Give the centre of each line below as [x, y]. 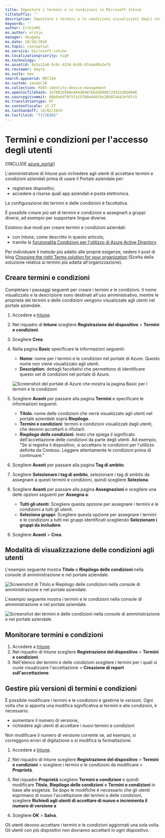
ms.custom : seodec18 [26, 83]
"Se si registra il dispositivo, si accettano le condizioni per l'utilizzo [87, 445]
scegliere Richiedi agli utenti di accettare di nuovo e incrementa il [80, 800]
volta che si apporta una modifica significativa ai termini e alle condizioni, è [81, 705]
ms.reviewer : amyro [25, 70]
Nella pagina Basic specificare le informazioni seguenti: [69, 349]
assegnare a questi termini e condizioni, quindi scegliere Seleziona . [81, 480]
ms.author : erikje [24, 33]
